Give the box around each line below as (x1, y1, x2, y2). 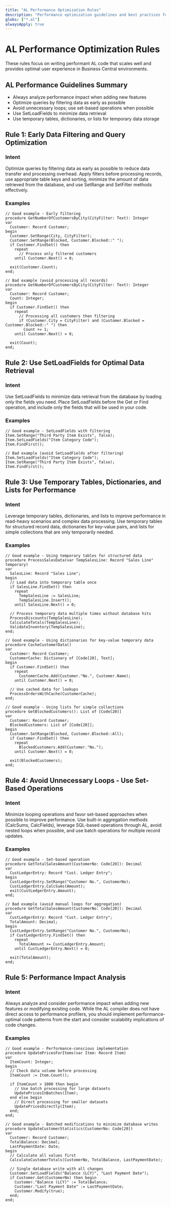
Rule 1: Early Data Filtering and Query (5, 130, 126, 139)
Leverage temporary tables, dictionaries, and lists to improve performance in (5, 513, 166, 519)
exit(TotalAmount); (10, 955, 51, 960)
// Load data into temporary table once (10, 580, 97, 585)
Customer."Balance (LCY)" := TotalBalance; (14, 1180, 108, 1185)
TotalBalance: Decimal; (10, 1139, 60, 1144)
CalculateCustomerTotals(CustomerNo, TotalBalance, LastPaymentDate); (10, 1157, 163, 1162)
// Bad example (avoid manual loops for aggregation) (5, 902, 122, 907)
